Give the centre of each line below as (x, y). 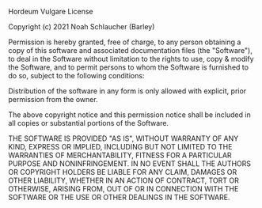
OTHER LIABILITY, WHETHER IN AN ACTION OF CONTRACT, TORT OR (123, 180)
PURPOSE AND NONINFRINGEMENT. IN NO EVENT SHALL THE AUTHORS (130, 164)
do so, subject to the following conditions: (76, 76)
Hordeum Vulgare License (51, 11)
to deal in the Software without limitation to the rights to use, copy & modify (131, 59)
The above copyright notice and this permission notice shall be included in (129, 115)
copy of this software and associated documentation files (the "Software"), (131, 50)
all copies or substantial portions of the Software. (88, 123)
